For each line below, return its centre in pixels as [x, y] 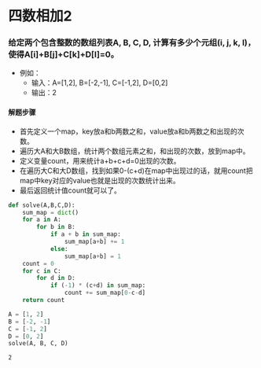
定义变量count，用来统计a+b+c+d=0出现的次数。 [100, 160]
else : [59, 248]
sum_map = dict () [51, 212]
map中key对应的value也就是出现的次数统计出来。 [100, 180]
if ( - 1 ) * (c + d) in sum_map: [98, 285]
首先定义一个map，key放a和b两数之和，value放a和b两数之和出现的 [128, 131]
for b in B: [56, 227]
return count [44, 300]
